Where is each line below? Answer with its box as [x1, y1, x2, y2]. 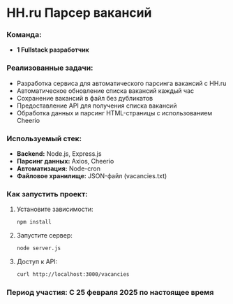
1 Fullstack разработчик [16, 45, 90, 54]
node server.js [16, 245, 61, 252]
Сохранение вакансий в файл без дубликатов [16, 94, 153, 102]
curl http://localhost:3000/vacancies [16, 271, 130, 278]
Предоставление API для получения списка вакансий [16, 101, 177, 110]
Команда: [6, 30, 42, 40]
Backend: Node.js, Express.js [16, 150, 102, 158]
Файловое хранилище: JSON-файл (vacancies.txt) [16, 172, 167, 180]
